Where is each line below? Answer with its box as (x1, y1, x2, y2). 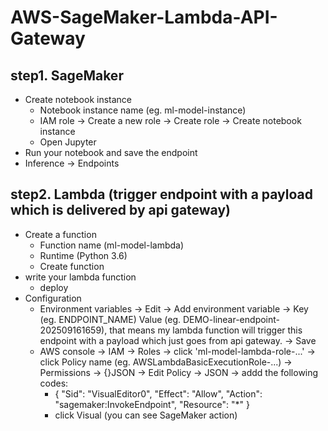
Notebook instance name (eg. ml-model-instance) (39, 104, 247, 116)
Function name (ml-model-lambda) (39, 239, 185, 251)
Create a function (24, 228, 97, 240)
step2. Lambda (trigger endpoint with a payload (10, 186, 313, 203)
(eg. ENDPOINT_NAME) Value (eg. (39, 313, 182, 325)
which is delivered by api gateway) (10, 202, 231, 219)
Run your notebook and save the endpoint (24, 147, 198, 158)
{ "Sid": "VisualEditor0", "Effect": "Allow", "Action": (54, 387, 263, 400)
